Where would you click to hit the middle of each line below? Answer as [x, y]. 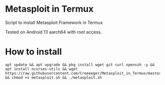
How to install [34, 52]
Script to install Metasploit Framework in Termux [54, 22]
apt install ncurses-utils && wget [41, 69]
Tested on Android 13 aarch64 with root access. [54, 32]
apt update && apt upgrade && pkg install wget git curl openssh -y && [80, 64]
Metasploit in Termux [49, 9]
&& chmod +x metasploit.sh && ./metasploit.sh [54, 77]
